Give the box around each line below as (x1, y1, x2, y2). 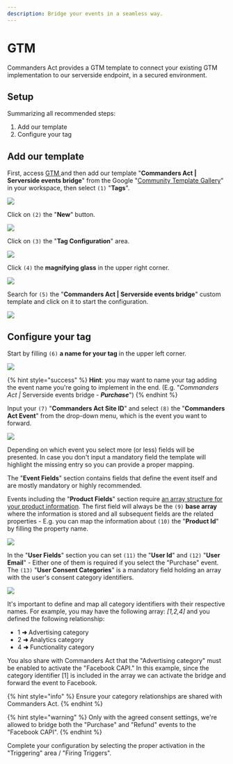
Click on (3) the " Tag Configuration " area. (7, 237, 130, 245)
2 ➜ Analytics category (17, 636, 84, 643)
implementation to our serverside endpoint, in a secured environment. (7, 70, 207, 79)
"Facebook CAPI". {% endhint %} (7, 728, 102, 736)
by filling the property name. (7, 524, 89, 533)
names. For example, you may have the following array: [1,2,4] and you (7, 607, 210, 616)
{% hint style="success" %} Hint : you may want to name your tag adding (7, 376, 217, 384)
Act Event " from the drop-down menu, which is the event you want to (7, 412, 207, 420)
